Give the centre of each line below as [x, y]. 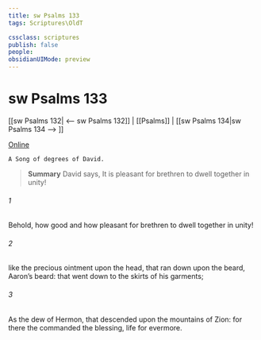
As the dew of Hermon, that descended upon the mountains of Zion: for [125, 319]
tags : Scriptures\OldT [46, 23]
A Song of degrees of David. [56, 159]
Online [19, 145]
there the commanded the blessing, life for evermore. [95, 327]
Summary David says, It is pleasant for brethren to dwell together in [138, 174]
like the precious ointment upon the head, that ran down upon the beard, [127, 268]
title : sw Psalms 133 [44, 15]
